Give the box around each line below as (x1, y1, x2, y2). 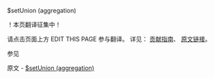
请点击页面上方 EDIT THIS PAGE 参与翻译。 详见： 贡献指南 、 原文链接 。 (7, 35, 212, 43)
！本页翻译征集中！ (7, 20, 62, 29)
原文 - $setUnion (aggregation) (7, 64, 94, 72)
